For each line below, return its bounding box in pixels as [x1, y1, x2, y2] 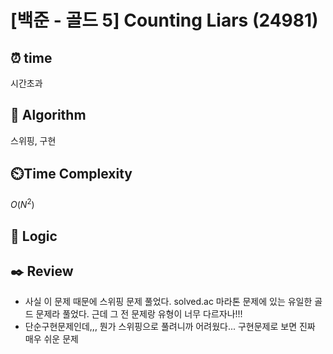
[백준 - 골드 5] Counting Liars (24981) [10, 9, 319, 32]
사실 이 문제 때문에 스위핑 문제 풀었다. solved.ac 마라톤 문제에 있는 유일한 [24, 296, 313, 308]
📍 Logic [10, 227, 58, 245]
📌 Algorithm [10, 107, 87, 124]
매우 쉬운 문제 [24, 333, 79, 345]
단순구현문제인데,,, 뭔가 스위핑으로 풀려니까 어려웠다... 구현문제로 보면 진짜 [24, 321, 316, 333]
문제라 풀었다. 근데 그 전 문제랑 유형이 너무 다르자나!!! [35, 308, 243, 320]
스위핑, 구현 [10, 134, 57, 146]
